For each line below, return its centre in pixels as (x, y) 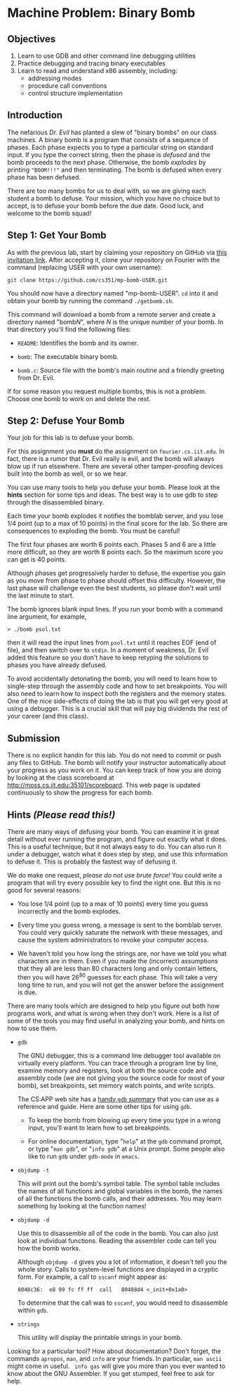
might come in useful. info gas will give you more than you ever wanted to (116, 1366)
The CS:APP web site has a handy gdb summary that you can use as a (118, 1099)
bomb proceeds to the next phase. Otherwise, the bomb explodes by (107, 162)
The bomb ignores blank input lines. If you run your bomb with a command (115, 609)
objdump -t (33, 1170)
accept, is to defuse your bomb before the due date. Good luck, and (106, 205)
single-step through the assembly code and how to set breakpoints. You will (117, 686)
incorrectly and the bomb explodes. (69, 911)
